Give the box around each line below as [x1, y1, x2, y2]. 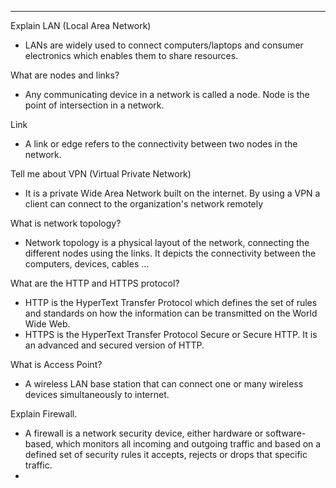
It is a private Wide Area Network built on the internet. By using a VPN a [24, 187, 321, 199]
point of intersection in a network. [24, 99, 165, 111]
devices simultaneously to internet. [24, 389, 170, 400]
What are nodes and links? [10, 69, 120, 81]
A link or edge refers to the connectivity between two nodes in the [24, 138, 298, 150]
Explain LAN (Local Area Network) [10, 20, 152, 31]
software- [265, 427, 307, 439]
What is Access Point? [10, 359, 103, 370]
